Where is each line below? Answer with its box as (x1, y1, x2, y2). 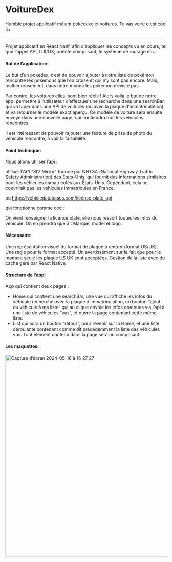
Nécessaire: (5, 232, 32, 238)
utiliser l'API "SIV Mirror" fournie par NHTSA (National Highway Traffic (5, 169, 153, 175)
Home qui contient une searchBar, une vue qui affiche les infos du (12, 293, 153, 299)
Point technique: (5, 147, 41, 153)
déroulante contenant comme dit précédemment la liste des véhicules (12, 325, 160, 332)
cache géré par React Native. (5, 260, 67, 266)
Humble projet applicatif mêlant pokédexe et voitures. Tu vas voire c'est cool (5, 21, 167, 27)
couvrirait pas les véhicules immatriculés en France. (5, 185, 115, 191)
